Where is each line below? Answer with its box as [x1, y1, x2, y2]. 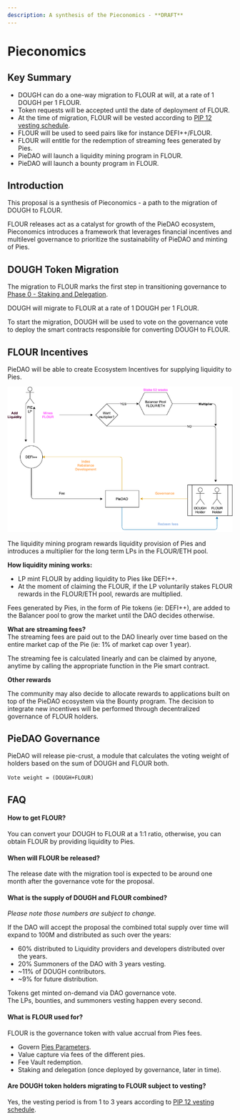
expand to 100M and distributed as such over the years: [7, 931, 171, 939]
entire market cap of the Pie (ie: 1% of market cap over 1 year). [7, 640, 191, 648]
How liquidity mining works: [7, 560, 93, 569]
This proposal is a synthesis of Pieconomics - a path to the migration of [7, 199, 218, 207]
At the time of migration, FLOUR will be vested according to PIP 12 [17, 113, 212, 122]
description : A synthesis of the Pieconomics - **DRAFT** [7, 11, 184, 19]
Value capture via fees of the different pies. [17, 1050, 145, 1059]
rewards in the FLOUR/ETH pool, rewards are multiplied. [17, 590, 183, 598]
